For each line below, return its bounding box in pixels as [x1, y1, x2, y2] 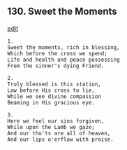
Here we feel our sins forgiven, [7, 117, 105, 125]
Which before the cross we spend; [7, 50, 108, 57]
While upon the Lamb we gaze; [7, 123, 96, 130]
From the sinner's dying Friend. [7, 62, 105, 69]
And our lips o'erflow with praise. [7, 136, 114, 143]
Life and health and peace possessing [7, 56, 120, 63]
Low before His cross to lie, [7, 87, 96, 94]
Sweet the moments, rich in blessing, [7, 43, 120, 51]
